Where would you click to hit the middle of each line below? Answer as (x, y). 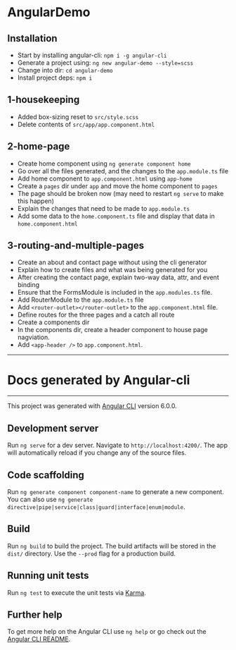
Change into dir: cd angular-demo (65, 70)
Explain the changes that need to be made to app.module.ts (104, 208)
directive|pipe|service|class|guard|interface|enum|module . (96, 507)
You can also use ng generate (50, 499)
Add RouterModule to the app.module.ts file (80, 300)
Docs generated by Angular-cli (99, 380)
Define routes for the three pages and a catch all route (96, 315)
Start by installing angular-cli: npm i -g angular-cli (92, 55)
